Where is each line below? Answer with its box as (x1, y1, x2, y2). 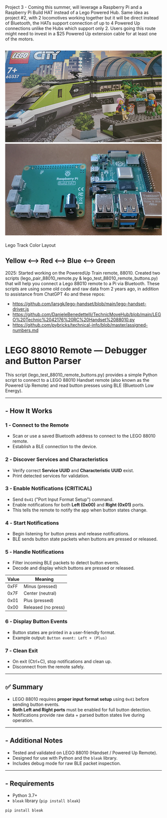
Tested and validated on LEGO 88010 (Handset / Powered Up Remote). (12, 750, 158, 756)
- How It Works (5, 406, 53, 415)
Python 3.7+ (12, 793, 38, 799)
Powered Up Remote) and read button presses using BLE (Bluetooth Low (5, 382, 154, 388)
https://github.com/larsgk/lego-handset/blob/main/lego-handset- (12, 301, 147, 307)
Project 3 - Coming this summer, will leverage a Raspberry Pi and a (5, 4, 143, 10)
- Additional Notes (5, 736, 63, 745)
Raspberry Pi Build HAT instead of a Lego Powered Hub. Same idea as (5, 9, 149, 15)
